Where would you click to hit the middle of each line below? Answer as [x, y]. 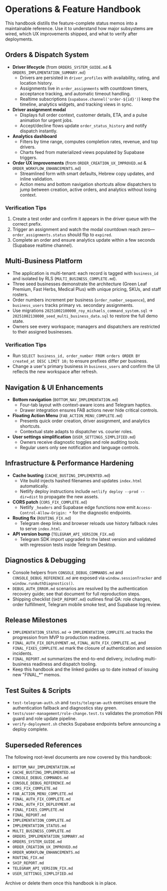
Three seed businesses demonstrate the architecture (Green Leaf [80, 284]
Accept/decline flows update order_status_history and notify [83, 125]
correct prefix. [27, 224]
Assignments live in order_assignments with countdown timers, [84, 88]
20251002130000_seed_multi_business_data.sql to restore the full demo [85, 316]
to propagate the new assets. [69, 496]
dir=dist [29, 497]
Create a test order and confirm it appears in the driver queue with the [84, 219]
